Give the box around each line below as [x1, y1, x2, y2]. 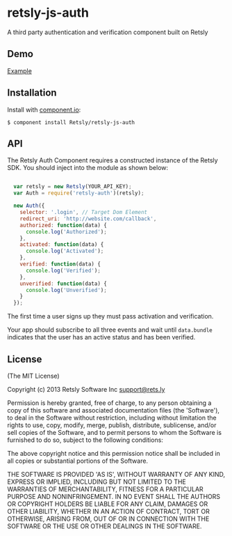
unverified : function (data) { [19, 280, 108, 287]
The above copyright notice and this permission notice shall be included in [7, 449, 220, 457]
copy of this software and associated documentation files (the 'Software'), [7, 406, 220, 414]
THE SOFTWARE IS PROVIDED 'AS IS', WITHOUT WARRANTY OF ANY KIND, [7, 470, 226, 478]
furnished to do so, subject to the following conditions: [7, 436, 163, 444]
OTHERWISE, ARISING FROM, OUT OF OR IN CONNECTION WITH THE [7, 514, 210, 523]
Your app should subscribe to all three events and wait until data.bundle [7, 326, 213, 334]
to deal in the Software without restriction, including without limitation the [7, 413, 217, 422]
